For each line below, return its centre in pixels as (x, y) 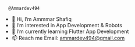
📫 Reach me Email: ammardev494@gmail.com (68, 38)
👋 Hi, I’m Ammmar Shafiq (41, 19)
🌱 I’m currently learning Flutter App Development (70, 31)
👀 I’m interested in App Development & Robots (67, 25)
